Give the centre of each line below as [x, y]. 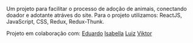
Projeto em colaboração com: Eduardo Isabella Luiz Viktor [79, 33]
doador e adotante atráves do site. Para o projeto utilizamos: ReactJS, [94, 15]
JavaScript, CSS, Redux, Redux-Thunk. [55, 21]
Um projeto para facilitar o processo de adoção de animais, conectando [97, 9]
